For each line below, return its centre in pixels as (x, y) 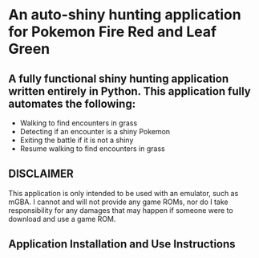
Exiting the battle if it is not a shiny (77, 140)
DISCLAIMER (41, 174)
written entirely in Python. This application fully (129, 91)
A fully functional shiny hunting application (119, 78)
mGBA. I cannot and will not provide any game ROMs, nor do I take (118, 202)
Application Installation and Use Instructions (122, 244)
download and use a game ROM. (62, 219)
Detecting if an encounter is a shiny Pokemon (95, 131)
